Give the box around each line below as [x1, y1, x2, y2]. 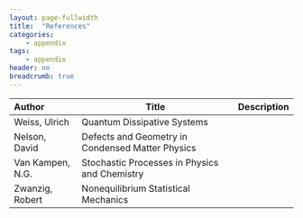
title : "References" [9, 22, 91, 31]
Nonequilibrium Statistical [81, 182, 191, 195]
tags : [9, 47, 30, 56]
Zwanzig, [14, 182, 53, 195]
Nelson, [14, 130, 47, 142]
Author [14, 100, 45, 113]
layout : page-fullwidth [9, 13, 99, 23]
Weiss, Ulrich [14, 115, 70, 128]
